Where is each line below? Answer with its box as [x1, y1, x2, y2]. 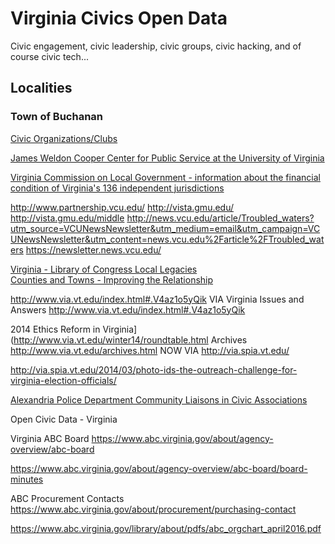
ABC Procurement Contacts [10, 492, 125, 504]
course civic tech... [10, 50, 89, 62]
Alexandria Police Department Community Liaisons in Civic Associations [10, 393, 308, 406]
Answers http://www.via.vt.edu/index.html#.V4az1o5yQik [10, 303, 246, 316]
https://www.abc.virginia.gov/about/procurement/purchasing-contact [10, 503, 297, 515]
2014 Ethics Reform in [10, 323, 101, 335]
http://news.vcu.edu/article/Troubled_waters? [126, 212, 315, 224]
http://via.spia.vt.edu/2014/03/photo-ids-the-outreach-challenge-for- [10, 363, 298, 376]
